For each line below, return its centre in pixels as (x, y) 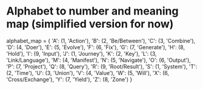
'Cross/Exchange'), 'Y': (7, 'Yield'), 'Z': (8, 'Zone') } (69, 79)
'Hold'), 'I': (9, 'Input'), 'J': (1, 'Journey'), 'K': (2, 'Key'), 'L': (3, (82, 53)
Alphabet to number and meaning (92, 11)
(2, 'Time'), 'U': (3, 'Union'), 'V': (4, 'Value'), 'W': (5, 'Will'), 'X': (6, (88, 73)
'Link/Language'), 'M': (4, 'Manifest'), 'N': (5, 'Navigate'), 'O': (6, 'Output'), (98, 60)
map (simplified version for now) (90, 24)
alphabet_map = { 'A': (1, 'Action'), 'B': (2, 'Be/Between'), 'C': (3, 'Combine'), (101, 41)
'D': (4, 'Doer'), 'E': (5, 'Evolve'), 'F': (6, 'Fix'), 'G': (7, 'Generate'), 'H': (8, (96, 47)
